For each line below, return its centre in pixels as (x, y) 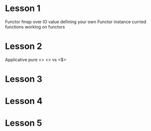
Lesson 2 (24, 46)
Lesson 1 (23, 8)
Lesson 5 (24, 123)
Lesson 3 (24, 79)
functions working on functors (35, 26)
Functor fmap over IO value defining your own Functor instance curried (75, 22)
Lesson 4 (24, 101)
